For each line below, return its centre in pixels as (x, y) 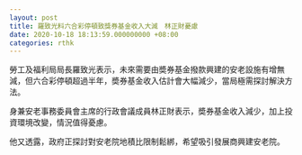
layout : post (34, 18)
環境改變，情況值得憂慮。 (64, 123)
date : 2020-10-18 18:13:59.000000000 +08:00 (94, 34)
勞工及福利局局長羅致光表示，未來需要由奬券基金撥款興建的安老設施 (135, 69)
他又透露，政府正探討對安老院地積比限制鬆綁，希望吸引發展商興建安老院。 (147, 141)
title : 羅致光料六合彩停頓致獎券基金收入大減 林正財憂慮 (104, 26)
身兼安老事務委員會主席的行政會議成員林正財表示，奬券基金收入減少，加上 (147, 111)
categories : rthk (42, 43)
